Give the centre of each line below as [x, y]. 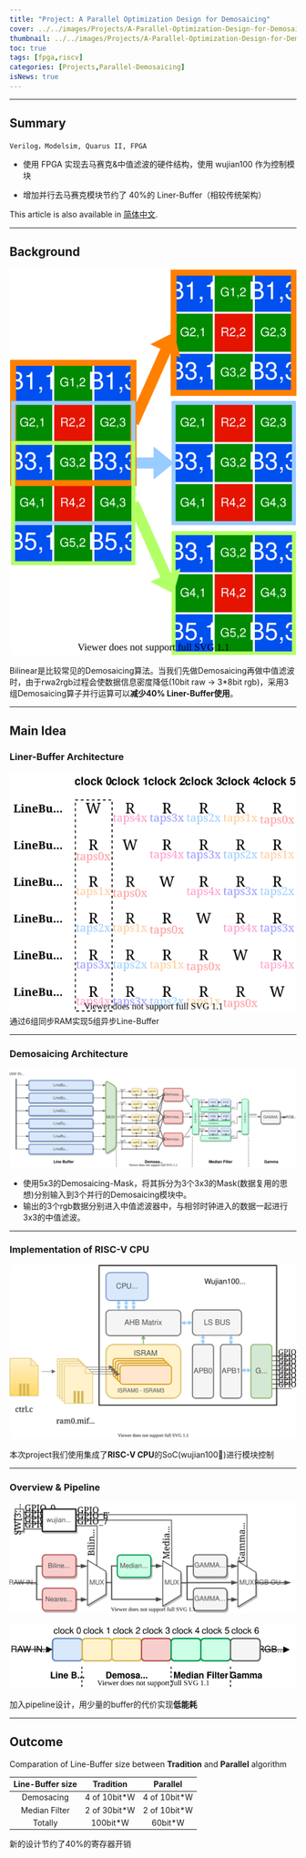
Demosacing [45, 1797]
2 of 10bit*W [168, 1810]
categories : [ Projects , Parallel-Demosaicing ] [97, 67]
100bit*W [110, 1822]
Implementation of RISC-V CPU [80, 1250]
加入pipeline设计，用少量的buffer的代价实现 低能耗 [103, 1704]
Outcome [36, 1742]
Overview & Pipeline [55, 1487]
